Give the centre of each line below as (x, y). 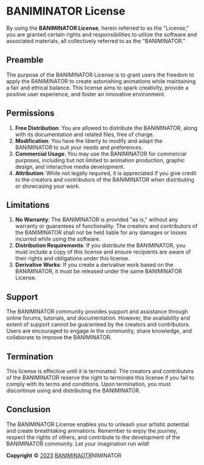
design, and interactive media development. (70, 167)
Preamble (25, 60)
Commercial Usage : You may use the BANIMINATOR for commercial (101, 154)
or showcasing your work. (48, 186)
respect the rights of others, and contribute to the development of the (93, 437)
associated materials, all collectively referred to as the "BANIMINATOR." (96, 41)
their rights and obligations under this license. (72, 258)
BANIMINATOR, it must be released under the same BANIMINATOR (98, 271)
